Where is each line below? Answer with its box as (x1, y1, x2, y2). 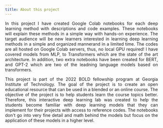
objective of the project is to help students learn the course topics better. (5, 92, 158, 97)
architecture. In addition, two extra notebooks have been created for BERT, (5, 56, 158, 62)
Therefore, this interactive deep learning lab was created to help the (5, 96, 158, 102)
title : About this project (5, 7, 60, 12)
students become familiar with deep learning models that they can (5, 102, 158, 108)
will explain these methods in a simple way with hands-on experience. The (5, 31, 158, 36)
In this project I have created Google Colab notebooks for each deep (5, 20, 158, 26)
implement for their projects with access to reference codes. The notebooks (5, 107, 158, 113)
